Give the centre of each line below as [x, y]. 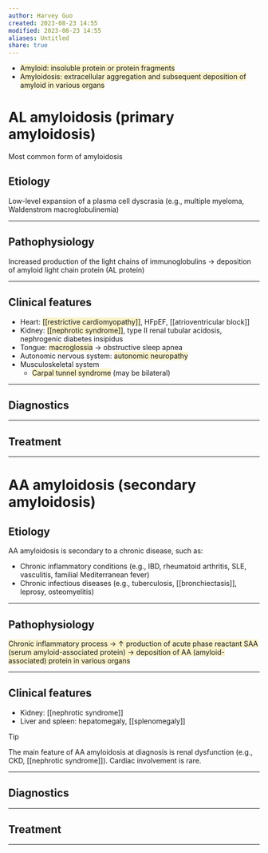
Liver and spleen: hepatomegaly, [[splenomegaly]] [102, 721]
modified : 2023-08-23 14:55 [55, 30]
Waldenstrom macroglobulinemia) [64, 209]
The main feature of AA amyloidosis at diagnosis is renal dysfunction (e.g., [131, 751]
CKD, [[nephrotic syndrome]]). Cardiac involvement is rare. [105, 760]
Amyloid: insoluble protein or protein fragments [97, 68]
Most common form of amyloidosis [66, 157]
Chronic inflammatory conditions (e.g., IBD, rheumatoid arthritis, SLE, [133, 566]
